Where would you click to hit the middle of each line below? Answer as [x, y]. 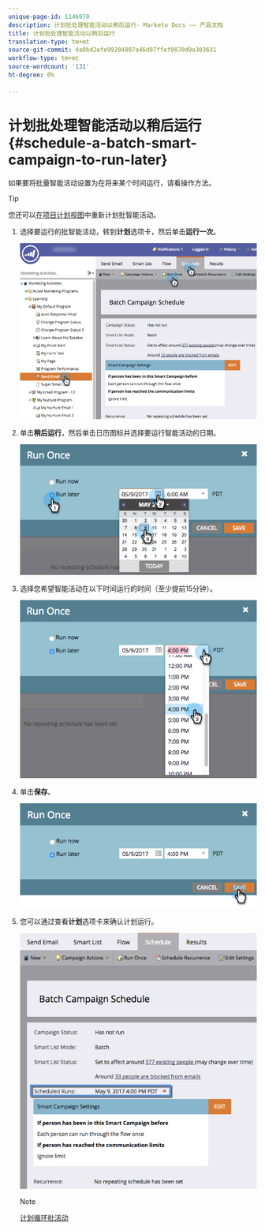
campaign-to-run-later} [88, 160]
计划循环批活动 [44, 1218]
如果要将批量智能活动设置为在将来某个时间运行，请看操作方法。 [112, 182]
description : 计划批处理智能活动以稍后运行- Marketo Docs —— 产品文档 [116, 25]
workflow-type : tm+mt [44, 58]
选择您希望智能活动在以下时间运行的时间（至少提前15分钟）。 [118, 589]
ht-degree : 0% [32, 75]
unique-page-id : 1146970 [49, 17]
